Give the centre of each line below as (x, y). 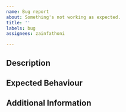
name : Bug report (28, 12)
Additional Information (49, 103)
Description (28, 63)
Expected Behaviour (45, 83)
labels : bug (21, 28)
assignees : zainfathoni (36, 34)
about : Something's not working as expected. (63, 17)
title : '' (18, 23)
